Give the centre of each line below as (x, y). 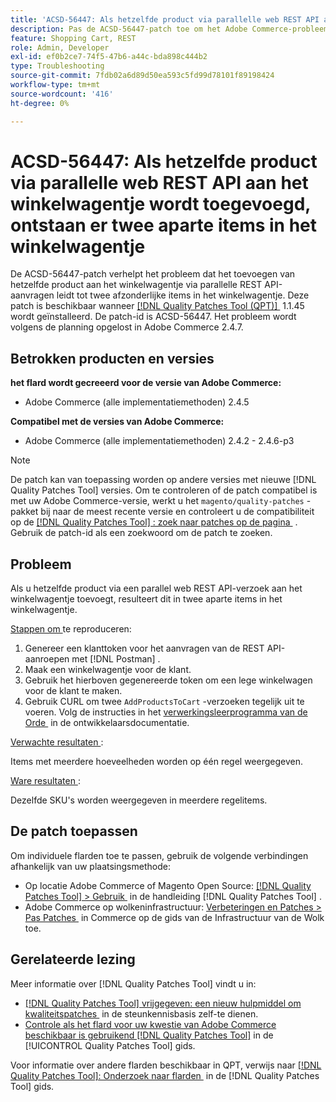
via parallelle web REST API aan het (159, 182)
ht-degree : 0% (40, 103)
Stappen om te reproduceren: (71, 629)
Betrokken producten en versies (112, 358)
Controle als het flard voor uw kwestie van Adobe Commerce (150, 1024)
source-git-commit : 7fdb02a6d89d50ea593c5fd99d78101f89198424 (142, 76)
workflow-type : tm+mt (55, 85)
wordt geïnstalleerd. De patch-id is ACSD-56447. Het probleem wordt (153, 317)
